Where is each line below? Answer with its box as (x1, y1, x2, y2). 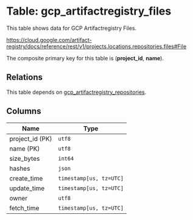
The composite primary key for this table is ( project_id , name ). (6, 54, 164, 62)
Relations (6, 72, 43, 83)
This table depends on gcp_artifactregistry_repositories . (6, 88, 147, 96)
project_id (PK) (9, 134, 52, 143)
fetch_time (9, 204, 40, 212)
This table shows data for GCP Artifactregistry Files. (6, 24, 137, 32)
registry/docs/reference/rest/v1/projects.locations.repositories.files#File (6, 43, 187, 50)
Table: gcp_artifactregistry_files (6, 4, 172, 18)
